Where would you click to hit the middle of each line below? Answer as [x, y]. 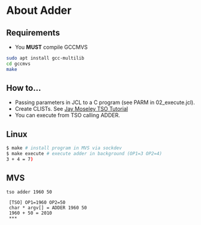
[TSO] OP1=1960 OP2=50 [37, 202]
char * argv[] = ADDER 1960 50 [48, 208]
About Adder [39, 11]
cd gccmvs [19, 64]
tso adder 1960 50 [29, 192]
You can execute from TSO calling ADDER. [67, 116]
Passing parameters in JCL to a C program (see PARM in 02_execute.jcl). [105, 102]
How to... [24, 88]
